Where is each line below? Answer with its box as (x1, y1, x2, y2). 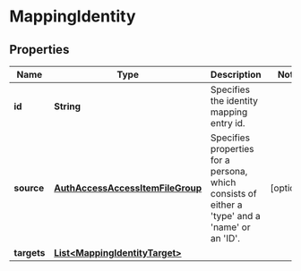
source (13, 182, 45, 194)
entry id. (210, 117, 245, 129)
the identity (210, 95, 258, 106)
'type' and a (210, 210, 262, 222)
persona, (210, 165, 248, 177)
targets (13, 247, 46, 258)
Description (210, 69, 262, 80)
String (53, 100, 82, 113)
